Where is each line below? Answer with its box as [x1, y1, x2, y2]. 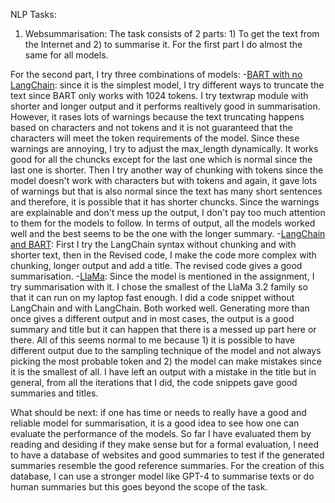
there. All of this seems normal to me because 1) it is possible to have [10, 334, 296, 346]
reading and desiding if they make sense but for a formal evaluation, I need [10, 439, 320, 450]
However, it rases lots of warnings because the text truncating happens [10, 111, 305, 123]
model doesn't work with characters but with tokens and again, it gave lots [10, 175, 318, 186]
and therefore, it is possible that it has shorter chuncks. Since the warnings [10, 196, 320, 208]
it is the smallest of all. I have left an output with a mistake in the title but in [10, 366, 317, 378]
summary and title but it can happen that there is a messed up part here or [10, 324, 317, 335]
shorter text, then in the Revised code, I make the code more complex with [10, 249, 317, 261]
